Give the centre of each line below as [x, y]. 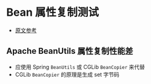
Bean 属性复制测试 [52, 12]
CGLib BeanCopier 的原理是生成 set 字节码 [67, 74]
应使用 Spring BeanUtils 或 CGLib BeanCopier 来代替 [80, 66]
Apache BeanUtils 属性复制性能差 [70, 51]
